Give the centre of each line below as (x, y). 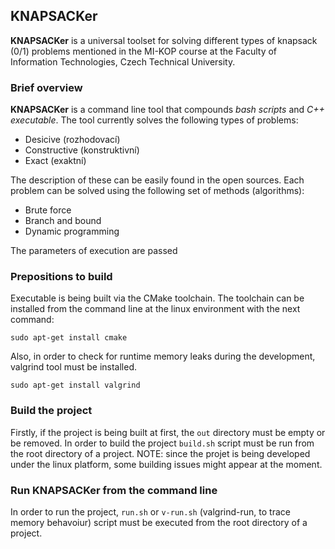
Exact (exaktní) (55, 161)
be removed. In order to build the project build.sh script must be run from (162, 443)
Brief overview (46, 87)
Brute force (48, 210)
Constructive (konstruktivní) (82, 150)
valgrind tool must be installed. (74, 367)
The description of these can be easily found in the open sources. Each (157, 180)
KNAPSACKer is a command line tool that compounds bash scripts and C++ (167, 110)
